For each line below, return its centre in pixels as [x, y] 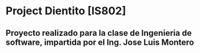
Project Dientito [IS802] [66, 11]
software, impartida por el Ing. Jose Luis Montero [100, 42]
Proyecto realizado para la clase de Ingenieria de [99, 33]
